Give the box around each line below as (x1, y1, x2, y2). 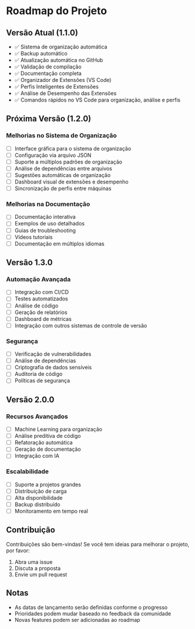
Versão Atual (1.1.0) (6, 28, 78, 38)
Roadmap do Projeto (6, 4, 107, 18)
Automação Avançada (6, 276, 71, 284)
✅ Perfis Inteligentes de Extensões (14, 83, 99, 90)
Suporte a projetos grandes (14, 481, 81, 488)
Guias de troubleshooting (14, 227, 76, 234)
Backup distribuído (14, 500, 60, 508)
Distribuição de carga (14, 487, 67, 494)
